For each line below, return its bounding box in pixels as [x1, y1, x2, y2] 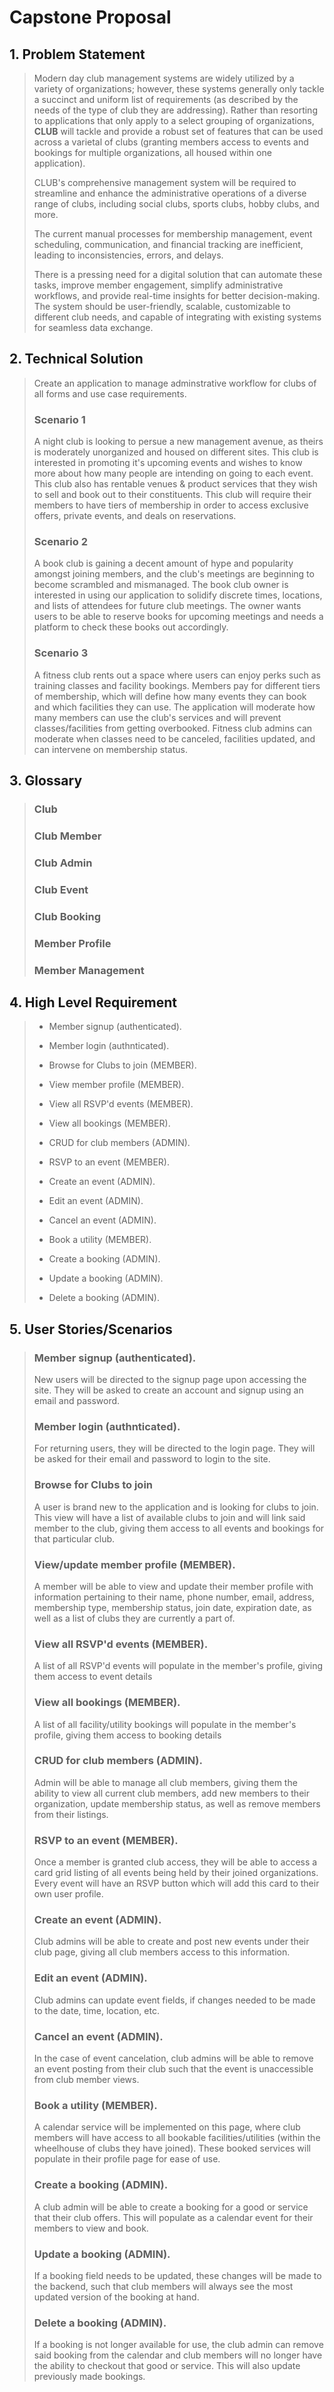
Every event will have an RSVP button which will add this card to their [33, 1877, 320, 1890]
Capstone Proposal [9, 6, 172, 29]
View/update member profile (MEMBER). [33, 1557, 236, 1571]
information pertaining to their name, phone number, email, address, [33, 1591, 315, 1603]
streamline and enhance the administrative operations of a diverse [33, 187, 307, 199]
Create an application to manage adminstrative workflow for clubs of [33, 377, 317, 389]
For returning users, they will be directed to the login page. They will [33, 1442, 316, 1455]
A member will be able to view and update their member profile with [33, 1580, 314, 1592]
